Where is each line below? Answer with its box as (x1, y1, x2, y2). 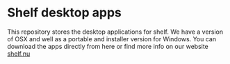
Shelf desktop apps (7, 5, 122, 21)
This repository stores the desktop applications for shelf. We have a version (7, 28, 224, 36)
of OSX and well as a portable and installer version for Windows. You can (7, 34, 217, 43)
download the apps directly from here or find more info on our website (7, 42, 208, 50)
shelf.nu (7, 50, 31, 58)
